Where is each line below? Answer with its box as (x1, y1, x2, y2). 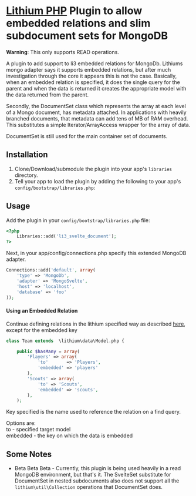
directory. (14, 172, 38, 179)
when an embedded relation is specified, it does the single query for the (6, 78, 180, 86)
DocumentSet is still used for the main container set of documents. (6, 132, 168, 139)
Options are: (6, 420, 36, 427)
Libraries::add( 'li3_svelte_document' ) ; (16, 233, 117, 239)
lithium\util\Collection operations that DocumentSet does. (14, 484, 163, 491)
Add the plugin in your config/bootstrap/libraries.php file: (6, 216, 151, 224)
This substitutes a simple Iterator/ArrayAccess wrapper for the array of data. (6, 121, 191, 128)
